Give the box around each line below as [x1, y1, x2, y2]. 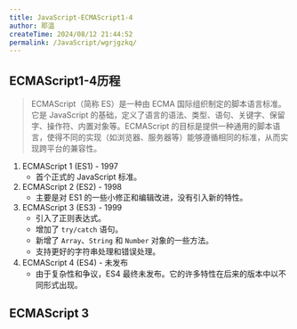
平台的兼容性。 [46, 144, 102, 154]
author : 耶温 [9, 21, 55, 30]
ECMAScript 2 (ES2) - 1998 [21, 182, 123, 193]
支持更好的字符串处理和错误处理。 [35, 246, 161, 257]
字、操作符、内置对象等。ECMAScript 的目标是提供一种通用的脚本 [30, 121, 273, 132]
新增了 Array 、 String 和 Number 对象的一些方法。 [35, 235, 214, 246]
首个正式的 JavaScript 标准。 [35, 171, 142, 183]
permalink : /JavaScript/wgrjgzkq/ [9, 37, 138, 47]
